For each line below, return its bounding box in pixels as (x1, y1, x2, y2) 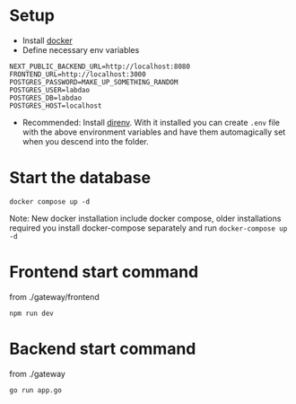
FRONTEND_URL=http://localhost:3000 (9, 69, 146, 79)
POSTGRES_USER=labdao (9, 85, 91, 94)
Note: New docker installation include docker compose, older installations (9, 213, 282, 224)
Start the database (9, 168, 151, 189)
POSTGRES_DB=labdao (9, 93, 83, 102)
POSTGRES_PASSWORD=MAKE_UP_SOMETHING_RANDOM (9, 77, 178, 86)
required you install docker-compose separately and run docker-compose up (9, 222, 288, 233)
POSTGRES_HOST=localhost (9, 101, 102, 110)
